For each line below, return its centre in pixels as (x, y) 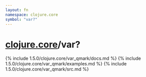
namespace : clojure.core (32, 15)
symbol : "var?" (21, 19)
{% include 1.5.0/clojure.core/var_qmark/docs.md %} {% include (73, 58)
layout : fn (17, 10)
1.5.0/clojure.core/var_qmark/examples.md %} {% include (66, 64)
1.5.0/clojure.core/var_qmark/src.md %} (47, 69)
